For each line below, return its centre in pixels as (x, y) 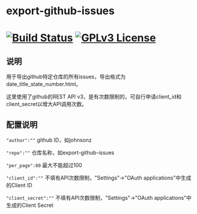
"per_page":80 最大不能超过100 (44, 165)
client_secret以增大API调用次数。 (47, 104)
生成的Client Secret (30, 205)
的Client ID (19, 185)
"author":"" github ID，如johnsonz (49, 140)
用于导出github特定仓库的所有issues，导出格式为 (66, 77)
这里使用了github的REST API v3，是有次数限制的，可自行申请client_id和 (94, 97)
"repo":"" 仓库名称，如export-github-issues (60, 153)
